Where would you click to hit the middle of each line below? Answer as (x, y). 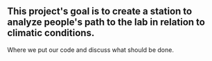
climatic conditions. (51, 33)
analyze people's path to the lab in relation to (106, 23)
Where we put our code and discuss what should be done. (91, 50)
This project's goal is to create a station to (100, 11)
